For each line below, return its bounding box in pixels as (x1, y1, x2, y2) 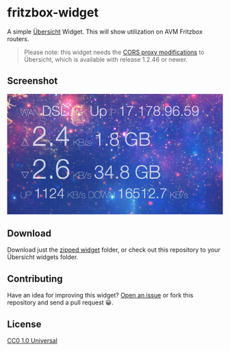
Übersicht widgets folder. (7, 253, 79, 261)
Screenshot (7, 75, 58, 87)
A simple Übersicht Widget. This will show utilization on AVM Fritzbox (7, 27, 203, 36)
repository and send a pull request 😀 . (7, 298, 114, 306)
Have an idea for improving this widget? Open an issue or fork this (7, 291, 194, 300)
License (7, 318, 42, 330)
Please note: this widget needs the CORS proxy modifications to (23, 48, 205, 56)
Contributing (7, 273, 63, 285)
